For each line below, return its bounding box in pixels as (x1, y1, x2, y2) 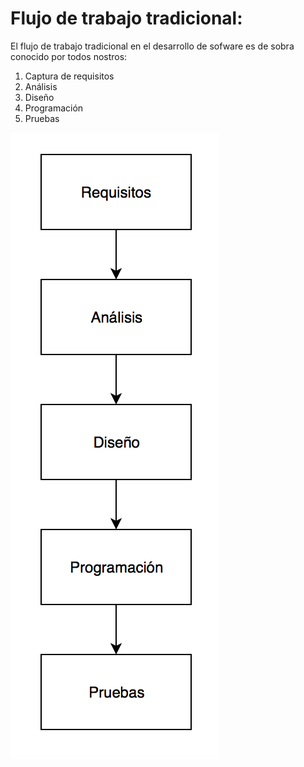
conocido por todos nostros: (10, 50, 128, 62)
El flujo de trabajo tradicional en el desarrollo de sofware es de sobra (10, 40, 295, 52)
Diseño (24, 91, 55, 103)
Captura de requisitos (24, 70, 115, 82)
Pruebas (24, 112, 60, 124)
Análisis (24, 80, 58, 92)
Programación (24, 102, 84, 114)
